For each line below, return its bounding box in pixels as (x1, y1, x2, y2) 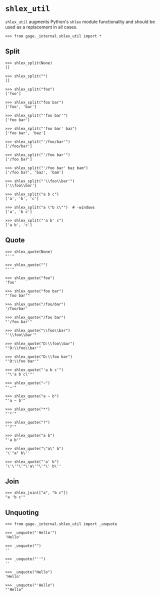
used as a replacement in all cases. (5, 24, 77, 30)
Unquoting (5, 508, 39, 516)
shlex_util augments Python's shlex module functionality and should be (5, 18, 155, 24)
